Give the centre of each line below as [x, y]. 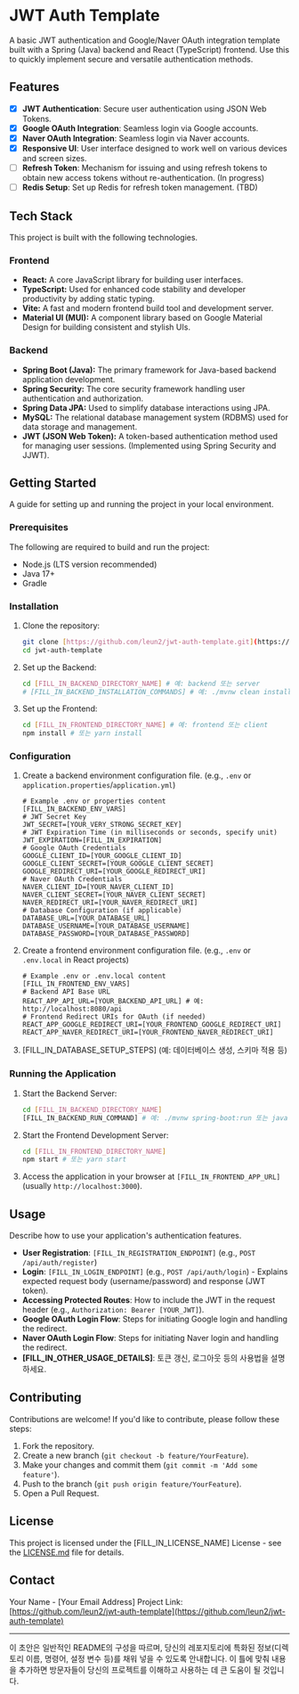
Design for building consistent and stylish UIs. [106, 327]
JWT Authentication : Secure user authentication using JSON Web [144, 109]
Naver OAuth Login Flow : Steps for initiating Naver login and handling [150, 1338]
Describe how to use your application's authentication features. [125, 1236]
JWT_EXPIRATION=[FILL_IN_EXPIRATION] [92, 840]
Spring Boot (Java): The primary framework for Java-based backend [149, 370]
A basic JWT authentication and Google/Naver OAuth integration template [145, 40]
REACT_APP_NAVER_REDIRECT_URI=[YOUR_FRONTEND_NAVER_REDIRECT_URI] [148, 1033]
